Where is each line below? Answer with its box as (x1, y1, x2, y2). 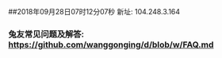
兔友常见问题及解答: (8, 29, 85, 40)
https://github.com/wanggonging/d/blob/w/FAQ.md (8, 39, 214, 50)
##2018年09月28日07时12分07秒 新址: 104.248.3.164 (8, 7, 181, 16)
